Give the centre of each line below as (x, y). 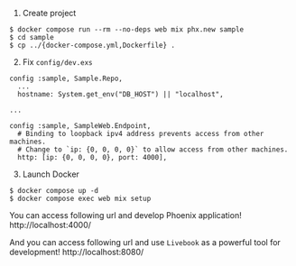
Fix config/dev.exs (57, 62)
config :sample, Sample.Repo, (66, 78)
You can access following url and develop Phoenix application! (125, 215)
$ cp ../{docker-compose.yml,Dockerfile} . (92, 45)
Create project (49, 13)
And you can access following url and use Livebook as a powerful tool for (145, 242)
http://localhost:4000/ (51, 225)
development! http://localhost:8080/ (77, 252)
